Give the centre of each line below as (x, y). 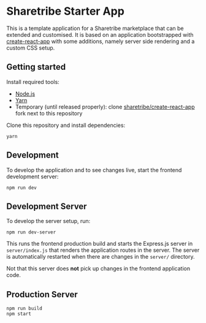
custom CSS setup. (31, 48)
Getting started (36, 67)
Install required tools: (33, 82)
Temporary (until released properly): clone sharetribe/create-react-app (105, 107)
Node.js (25, 94)
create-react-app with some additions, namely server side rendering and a (101, 41)
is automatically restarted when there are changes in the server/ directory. (101, 257)
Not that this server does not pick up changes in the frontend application (98, 268)
